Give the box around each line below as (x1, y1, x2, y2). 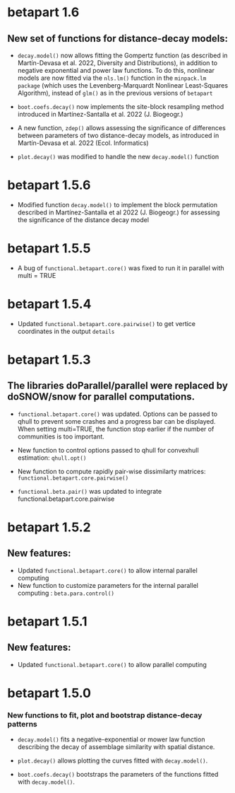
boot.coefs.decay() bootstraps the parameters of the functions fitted (17, 770, 219, 779)
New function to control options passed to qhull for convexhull (17, 446, 199, 454)
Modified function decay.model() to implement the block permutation (17, 200, 217, 209)
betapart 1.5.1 (7, 613, 88, 630)
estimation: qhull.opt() (17, 453, 87, 462)
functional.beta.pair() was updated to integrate (17, 487, 162, 495)
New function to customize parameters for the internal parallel (17, 581, 199, 589)
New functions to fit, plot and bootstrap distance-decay (7, 710, 203, 720)
